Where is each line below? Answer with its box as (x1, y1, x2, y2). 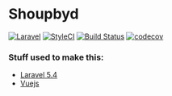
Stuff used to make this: (8, 52, 104, 63)
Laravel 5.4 (19, 70, 58, 80)
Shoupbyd (8, 5, 79, 23)
